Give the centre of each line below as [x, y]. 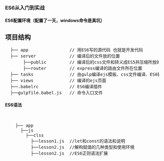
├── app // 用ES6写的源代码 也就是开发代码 [76, 50]
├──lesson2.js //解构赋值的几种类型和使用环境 [83, 147]
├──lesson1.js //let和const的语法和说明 [78, 141]
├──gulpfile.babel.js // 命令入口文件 [57, 93]
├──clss [35, 135]
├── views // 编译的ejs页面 [58, 81]
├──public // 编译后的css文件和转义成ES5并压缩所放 [90, 62]
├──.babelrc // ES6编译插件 [56, 87]
